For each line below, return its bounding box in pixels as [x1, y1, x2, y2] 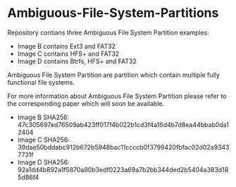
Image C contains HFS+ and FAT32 [17, 49, 120, 58]
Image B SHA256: [17, 113, 70, 121]
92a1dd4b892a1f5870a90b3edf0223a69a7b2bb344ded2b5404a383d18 [17, 165, 229, 174]
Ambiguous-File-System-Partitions [7, 5, 219, 21]
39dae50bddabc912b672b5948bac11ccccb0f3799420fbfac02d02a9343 [17, 143, 230, 151]
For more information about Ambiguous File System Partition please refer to [7, 92, 227, 100]
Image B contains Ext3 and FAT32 [17, 42, 116, 50]
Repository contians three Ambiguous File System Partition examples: [7, 28, 210, 37]
